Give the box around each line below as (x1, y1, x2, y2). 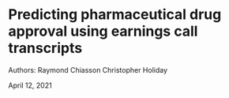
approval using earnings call (8, 22, 198, 40)
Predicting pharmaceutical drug (8, 6, 222, 24)
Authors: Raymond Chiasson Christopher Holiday (8, 65, 168, 74)
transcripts (8, 40, 83, 57)
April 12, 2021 (8, 81, 53, 90)
